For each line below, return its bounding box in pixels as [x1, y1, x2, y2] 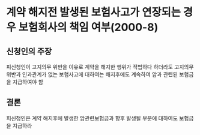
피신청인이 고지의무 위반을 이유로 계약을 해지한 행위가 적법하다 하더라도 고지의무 [6, 64, 194, 70]
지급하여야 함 [12, 79, 44, 85]
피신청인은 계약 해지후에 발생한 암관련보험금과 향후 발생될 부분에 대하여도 [6, 115, 178, 122]
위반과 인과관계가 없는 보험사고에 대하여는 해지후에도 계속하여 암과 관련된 [6, 71, 178, 78]
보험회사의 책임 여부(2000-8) [18, 20, 159, 34]
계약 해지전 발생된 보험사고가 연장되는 [6, 5, 181, 19]
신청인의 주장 [6, 46, 52, 56]
